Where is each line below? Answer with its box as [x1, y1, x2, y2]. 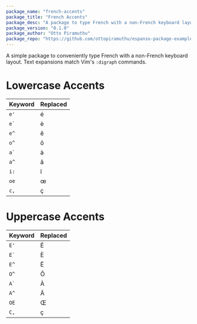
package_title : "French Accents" [6, 14, 88, 20]
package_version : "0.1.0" [6, 25, 69, 31]
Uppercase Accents [6, 210, 105, 223]
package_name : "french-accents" [6, 8, 85, 15]
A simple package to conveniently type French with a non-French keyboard [6, 52, 188, 59]
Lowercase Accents [6, 79, 105, 92]
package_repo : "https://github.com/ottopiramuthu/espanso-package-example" [6, 36, 195, 42]
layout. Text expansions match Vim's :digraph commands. [6, 58, 147, 65]
